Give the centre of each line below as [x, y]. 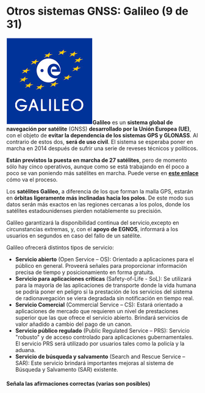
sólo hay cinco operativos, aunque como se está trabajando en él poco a [98, 167]
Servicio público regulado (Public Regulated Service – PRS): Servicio [103, 330]
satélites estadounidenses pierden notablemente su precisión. [85, 211]
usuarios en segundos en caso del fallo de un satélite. [74, 236]
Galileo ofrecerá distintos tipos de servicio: [60, 247]
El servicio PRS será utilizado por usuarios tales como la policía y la [100, 344]
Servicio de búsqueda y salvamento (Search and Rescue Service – [100, 356]
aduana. [25, 350]
